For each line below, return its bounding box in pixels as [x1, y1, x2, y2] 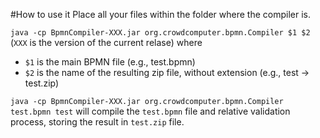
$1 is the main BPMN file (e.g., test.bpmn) [24, 56, 196, 68]
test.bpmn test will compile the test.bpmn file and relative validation [10, 105, 291, 117]
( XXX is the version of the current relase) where [10, 37, 203, 48]
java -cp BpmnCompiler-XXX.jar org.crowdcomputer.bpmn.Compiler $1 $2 [10, 28, 311, 38]
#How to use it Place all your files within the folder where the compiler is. [10, 9, 312, 20]
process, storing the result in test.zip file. [10, 116, 185, 128]
